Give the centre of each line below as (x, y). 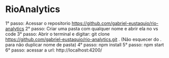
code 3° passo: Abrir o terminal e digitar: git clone (58, 34)
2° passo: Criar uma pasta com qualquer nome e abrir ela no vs (92, 28)
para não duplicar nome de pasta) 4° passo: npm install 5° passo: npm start (85, 44)
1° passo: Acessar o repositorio (38, 23)
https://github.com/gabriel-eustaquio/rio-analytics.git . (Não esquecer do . (83, 39)
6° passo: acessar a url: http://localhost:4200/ (54, 50)
